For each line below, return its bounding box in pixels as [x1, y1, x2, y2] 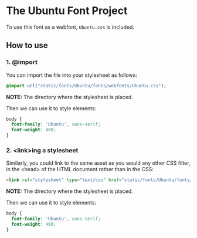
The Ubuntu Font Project [6, 4, 128, 18]
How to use [6, 40, 48, 50]
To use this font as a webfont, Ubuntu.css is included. [6, 23, 135, 30]
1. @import [6, 58, 38, 66]
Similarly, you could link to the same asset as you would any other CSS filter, [6, 159, 191, 166]
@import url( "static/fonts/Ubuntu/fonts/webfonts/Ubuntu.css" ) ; [6, 83, 167, 89]
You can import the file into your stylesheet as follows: [6, 72, 138, 79]
